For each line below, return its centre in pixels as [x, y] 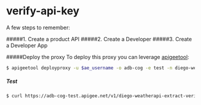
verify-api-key [43, 11]
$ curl [14, 96]
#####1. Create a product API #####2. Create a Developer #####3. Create [99, 39]
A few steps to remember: [38, 27]
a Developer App [27, 45]
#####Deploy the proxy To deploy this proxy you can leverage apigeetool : [98, 57]
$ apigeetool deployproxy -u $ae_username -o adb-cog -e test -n [89, 68]
